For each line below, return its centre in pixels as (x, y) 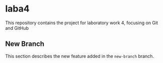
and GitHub (17, 28)
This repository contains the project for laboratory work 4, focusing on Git (82, 23)
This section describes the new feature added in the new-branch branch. (80, 56)
